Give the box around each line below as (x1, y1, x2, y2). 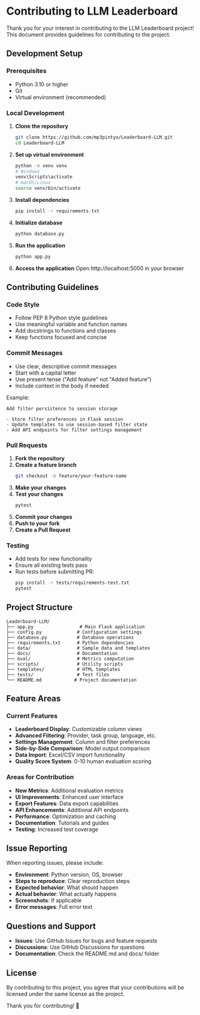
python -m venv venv (15, 162, 67, 168)
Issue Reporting (6, 843, 68, 853)
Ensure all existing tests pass (15, 561, 88, 569)
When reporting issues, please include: (6, 859, 104, 867)
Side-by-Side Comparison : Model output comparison (15, 745, 150, 752)
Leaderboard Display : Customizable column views (15, 726, 142, 733)
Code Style (6, 300, 40, 308)
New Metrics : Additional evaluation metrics (15, 786, 124, 794)
